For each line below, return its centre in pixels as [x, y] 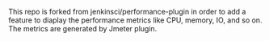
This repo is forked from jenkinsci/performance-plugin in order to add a [127, 12]
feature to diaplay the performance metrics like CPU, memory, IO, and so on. [135, 20]
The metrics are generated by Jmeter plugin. [83, 29]
